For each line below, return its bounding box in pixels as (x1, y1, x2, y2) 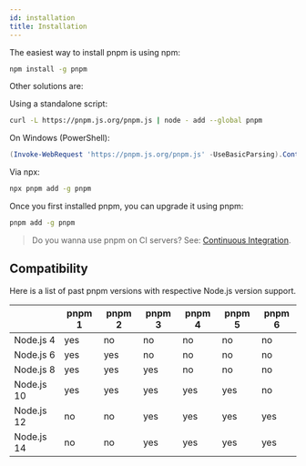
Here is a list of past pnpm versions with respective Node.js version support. (9, 285, 297, 296)
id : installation (9, 13, 76, 23)
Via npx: (9, 167, 41, 177)
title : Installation (9, 22, 88, 31)
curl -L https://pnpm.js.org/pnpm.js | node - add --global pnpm (9, 116, 262, 126)
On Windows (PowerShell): (9, 133, 110, 144)
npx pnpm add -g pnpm (9, 184, 92, 194)
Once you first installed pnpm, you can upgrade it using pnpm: (9, 201, 244, 211)
